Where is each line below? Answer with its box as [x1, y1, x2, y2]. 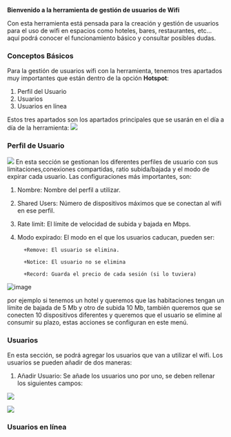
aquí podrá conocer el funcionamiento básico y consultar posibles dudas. [7, 34, 217, 42]
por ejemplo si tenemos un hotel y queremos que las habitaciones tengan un [7, 296, 225, 304]
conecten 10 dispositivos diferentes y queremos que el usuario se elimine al [7, 311, 222, 319]
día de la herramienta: [7, 124, 70, 132]
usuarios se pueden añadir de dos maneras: [7, 358, 132, 367]
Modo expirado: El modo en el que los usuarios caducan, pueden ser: [17, 233, 215, 241]
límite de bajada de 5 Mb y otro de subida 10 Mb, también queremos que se [7, 303, 222, 311]
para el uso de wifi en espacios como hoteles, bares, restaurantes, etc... [7, 27, 212, 35]
